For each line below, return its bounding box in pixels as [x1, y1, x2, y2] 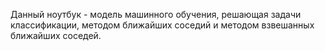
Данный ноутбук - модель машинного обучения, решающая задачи [10, 9, 302, 20]
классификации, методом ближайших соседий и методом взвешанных [10, 19, 315, 31]
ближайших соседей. [10, 30, 102, 41]
